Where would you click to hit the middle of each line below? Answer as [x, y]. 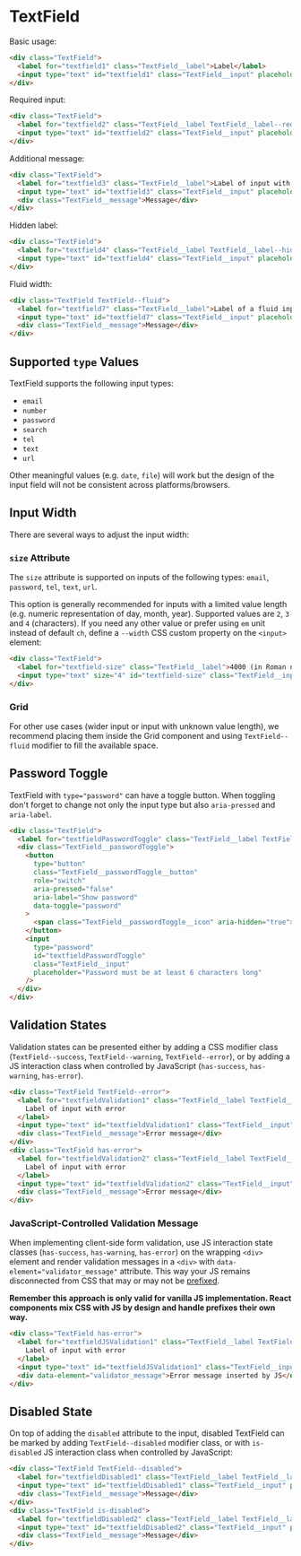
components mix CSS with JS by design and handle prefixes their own [142, 1308]
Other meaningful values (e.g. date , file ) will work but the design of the [142, 475]
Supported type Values [74, 362]
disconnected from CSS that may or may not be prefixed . [115, 1281]
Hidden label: [34, 225]
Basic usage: [33, 41]
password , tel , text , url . [53, 587]
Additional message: [47, 158]
